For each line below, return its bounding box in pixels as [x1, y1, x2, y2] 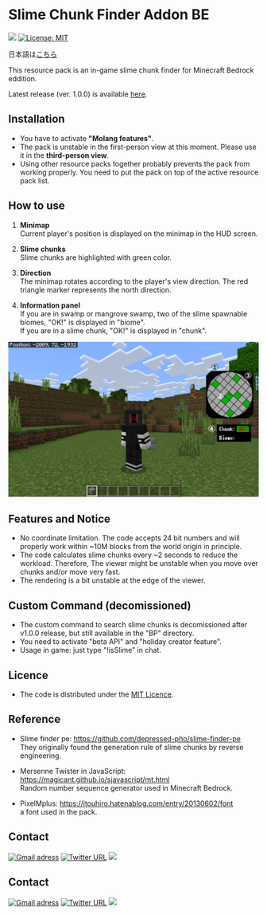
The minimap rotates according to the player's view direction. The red [19, 277, 249, 286]
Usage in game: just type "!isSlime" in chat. [19, 646, 161, 655]
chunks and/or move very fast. [19, 567, 121, 577]
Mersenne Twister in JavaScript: [19, 766, 126, 776]
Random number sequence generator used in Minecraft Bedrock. [19, 783, 233, 792]
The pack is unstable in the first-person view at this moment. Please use [19, 142, 257, 151]
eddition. [8, 73, 37, 83]
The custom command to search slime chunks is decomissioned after [19, 620, 248, 630]
